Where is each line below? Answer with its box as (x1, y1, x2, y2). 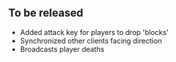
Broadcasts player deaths (19, 44, 105, 54)
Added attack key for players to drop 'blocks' (19, 27, 170, 37)
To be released (8, 6, 84, 20)
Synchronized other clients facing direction (19, 36, 162, 45)
